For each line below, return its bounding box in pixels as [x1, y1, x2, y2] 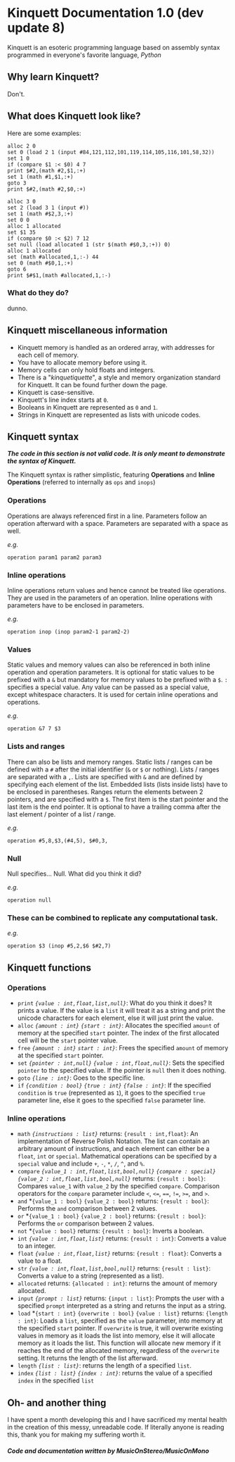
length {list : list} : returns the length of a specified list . [17, 1361, 192, 1370]
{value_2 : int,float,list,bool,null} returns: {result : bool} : [17, 1174, 206, 1183]
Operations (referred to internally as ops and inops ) [7, 478, 156, 486]
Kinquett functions [7, 962, 91, 973]
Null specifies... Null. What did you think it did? [7, 869, 142, 878]
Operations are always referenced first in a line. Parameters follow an [7, 512, 207, 520]
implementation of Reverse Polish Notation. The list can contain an [17, 1137, 210, 1145]
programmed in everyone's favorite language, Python [7, 51, 161, 59]
